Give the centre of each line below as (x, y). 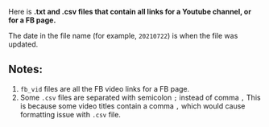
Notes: (25, 70)
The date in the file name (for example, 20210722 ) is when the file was (123, 36)
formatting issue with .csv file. (70, 114)
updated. (23, 44)
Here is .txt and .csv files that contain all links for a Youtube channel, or (130, 12)
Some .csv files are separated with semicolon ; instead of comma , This (140, 97)
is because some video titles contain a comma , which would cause (132, 106)
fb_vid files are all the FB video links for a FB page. (105, 88)
